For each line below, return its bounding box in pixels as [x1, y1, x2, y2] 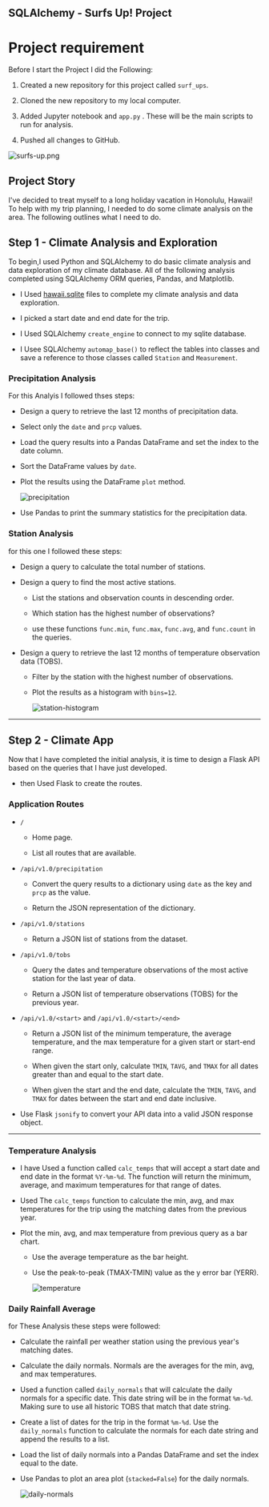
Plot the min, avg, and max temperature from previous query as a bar [19, 1228, 248, 1237]
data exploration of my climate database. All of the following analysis [8, 265, 235, 275]
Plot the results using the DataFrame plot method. [19, 477, 186, 487]
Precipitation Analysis [8, 372, 96, 383]
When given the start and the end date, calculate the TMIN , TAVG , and [31, 1084, 256, 1095]
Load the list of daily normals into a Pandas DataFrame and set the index [19, 1450, 259, 1460]
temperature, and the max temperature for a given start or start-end [31, 1036, 256, 1047]
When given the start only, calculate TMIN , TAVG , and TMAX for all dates [31, 1060, 259, 1071]
